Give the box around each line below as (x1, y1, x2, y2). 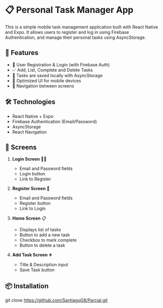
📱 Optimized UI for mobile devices (12, 78, 81, 84)
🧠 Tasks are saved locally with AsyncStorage (12, 72, 103, 78)
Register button (19, 200, 51, 206)
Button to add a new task (19, 232, 70, 238)
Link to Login (19, 205, 46, 212)
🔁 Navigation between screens (12, 83, 74, 89)
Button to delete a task (19, 242, 65, 249)
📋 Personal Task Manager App (5, 4, 134, 16)
